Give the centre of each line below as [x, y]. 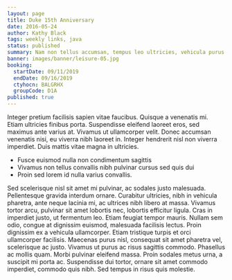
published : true [30, 98]
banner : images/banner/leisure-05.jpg [63, 59]
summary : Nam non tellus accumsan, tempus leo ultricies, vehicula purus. [117, 53]
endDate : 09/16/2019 [43, 78]
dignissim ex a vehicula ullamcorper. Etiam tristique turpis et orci [99, 232]
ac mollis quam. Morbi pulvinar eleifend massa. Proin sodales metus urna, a [115, 254]
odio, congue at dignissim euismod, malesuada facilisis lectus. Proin [105, 225]
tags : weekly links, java [44, 40]
